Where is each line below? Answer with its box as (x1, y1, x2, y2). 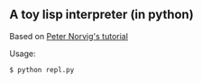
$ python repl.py (9, 65, 75, 74)
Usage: (9, 48, 36, 59)
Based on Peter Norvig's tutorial (9, 30, 129, 41)
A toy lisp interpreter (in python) (9, 7, 194, 22)
